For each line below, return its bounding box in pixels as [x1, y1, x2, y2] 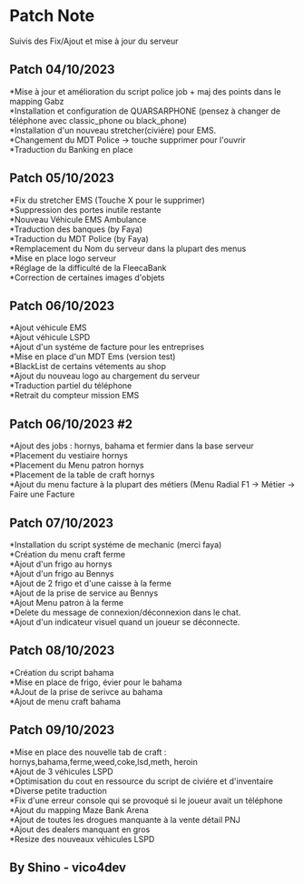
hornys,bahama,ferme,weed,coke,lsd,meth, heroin [9, 756, 198, 767]
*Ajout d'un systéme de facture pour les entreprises [9, 342, 205, 353]
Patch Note [9, 5, 95, 26]
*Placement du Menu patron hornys [9, 460, 144, 471]
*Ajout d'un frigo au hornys [9, 558, 113, 569]
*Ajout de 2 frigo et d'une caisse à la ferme [9, 578, 172, 588]
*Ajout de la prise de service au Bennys [9, 588, 159, 598]
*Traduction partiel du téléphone [9, 380, 132, 391]
